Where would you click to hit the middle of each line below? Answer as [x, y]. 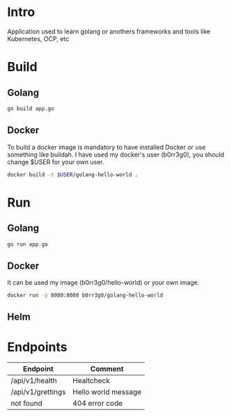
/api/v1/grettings [38, 392]
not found [27, 403]
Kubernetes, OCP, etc [38, 38]
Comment [107, 369]
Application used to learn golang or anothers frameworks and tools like [109, 31]
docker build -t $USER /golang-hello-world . [73, 175]
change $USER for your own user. [56, 162]
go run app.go [28, 244]
